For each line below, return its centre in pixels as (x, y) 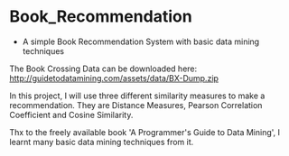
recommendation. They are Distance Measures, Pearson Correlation (136, 105)
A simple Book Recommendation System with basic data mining (141, 41)
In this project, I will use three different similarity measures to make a (137, 96)
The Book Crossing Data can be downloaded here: (103, 69)
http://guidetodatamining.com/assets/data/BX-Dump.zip (114, 78)
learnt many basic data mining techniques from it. (102, 142)
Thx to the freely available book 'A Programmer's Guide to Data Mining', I (145, 132)
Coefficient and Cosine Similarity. (71, 115)
